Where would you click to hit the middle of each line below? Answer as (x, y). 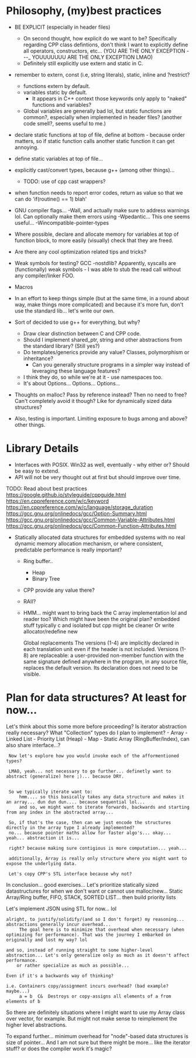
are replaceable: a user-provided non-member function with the (107, 655)
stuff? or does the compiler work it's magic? (59, 1049)
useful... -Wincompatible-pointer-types (62, 223)
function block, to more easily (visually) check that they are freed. (94, 240)
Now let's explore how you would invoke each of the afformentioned (94, 756)
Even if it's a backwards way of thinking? (60, 976)
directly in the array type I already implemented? (70, 828)
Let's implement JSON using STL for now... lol (61, 908)
